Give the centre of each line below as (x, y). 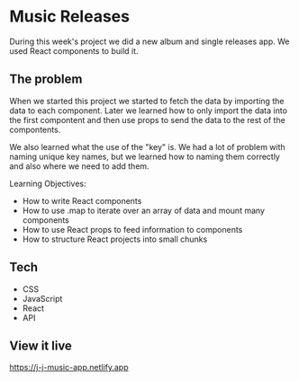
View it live (41, 346)
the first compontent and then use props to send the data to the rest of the (147, 120)
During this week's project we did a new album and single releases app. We (149, 41)
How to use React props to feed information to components (132, 229)
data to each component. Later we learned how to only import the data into (149, 111)
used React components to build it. (74, 50)
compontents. (35, 129)
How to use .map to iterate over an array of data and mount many (144, 210)
